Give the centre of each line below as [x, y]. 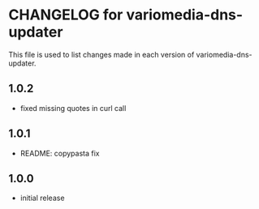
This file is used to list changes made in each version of [101, 54]
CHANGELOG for [66, 15]
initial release [42, 198]
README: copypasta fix [60, 153]
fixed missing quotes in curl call [73, 108]
